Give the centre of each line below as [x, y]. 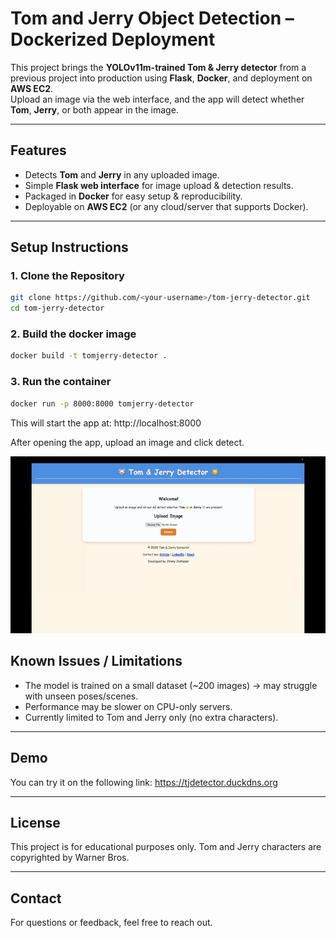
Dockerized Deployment [113, 39]
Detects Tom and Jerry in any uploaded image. [122, 174]
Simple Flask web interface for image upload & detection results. [159, 185]
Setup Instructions [69, 247]
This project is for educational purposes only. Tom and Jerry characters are [166, 847]
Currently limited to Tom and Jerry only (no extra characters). [151, 717]
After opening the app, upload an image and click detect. [127, 442]
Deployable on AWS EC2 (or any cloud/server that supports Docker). [166, 206]
